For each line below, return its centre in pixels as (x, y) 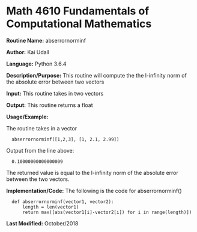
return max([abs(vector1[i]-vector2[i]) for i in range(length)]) (107, 212)
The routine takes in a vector (42, 128)
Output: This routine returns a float (50, 105)
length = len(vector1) (50, 207)
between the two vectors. (38, 179)
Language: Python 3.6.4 (37, 64)
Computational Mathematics (79, 24)
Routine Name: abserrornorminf (46, 40)
